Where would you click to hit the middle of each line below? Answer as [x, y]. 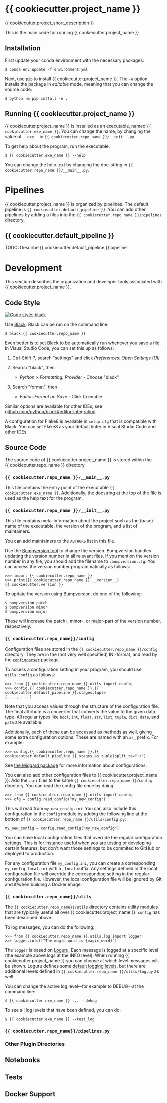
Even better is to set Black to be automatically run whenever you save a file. [83, 343]
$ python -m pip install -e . [37, 98]
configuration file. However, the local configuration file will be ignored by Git [83, 879]
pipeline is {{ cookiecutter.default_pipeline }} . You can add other [75, 209]
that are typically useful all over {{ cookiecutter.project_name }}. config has [83, 912]
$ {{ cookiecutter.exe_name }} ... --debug [51, 1001]
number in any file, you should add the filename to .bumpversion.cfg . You [80, 561]
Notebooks [23, 1060]
